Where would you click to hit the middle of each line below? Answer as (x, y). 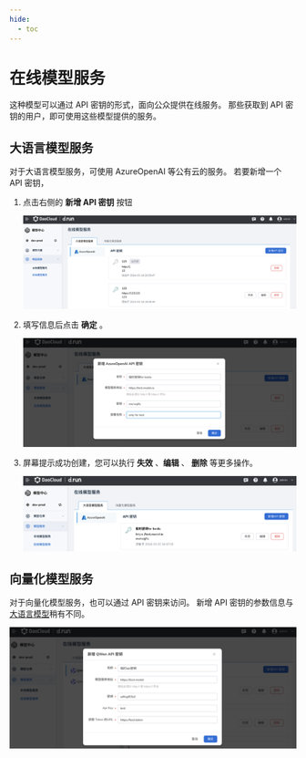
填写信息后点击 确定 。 (65, 325)
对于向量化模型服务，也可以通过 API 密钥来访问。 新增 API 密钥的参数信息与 (152, 603)
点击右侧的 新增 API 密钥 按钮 (77, 202)
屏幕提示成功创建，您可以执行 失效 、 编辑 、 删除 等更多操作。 (140, 463)
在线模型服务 (58, 78)
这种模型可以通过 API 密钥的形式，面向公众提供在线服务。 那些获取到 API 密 (152, 105)
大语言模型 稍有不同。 (49, 614)
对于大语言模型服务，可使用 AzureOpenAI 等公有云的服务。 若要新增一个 (146, 171)
